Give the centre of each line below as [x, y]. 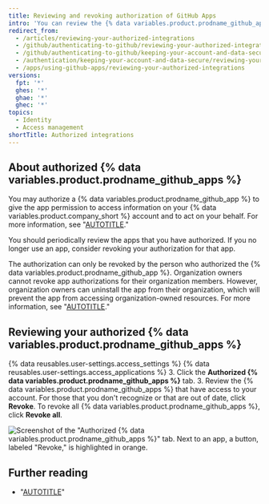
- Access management [50, 127]
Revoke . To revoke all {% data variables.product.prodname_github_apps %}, [134, 406]
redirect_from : [34, 30]
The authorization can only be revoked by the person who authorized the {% [134, 264]
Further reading [48, 472]
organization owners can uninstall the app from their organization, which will [134, 290]
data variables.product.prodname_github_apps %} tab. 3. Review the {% [131, 381]
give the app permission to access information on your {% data [112, 208]
